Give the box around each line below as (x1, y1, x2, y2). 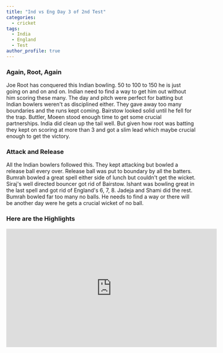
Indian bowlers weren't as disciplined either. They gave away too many (6, 100, 182, 108)
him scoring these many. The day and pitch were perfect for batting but (6, 94, 183, 102)
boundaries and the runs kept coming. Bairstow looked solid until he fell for (6, 107, 192, 114)
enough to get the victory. (6, 133, 70, 140)
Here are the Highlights (6, 215, 75, 223)
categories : (6, 14, 36, 20)
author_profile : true (6, 48, 61, 54)
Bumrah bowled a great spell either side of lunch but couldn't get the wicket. (6, 174, 196, 181)
